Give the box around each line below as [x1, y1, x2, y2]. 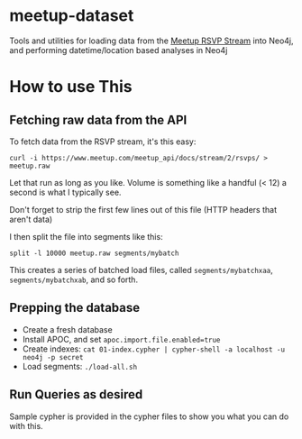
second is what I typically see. [9, 187, 122, 197]
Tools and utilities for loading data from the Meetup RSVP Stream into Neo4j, [9, 35, 295, 46]
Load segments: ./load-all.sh [22, 361, 138, 371]
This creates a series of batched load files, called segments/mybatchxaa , [9, 264, 273, 275]
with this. [9, 420, 43, 431]
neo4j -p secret [22, 352, 84, 361]
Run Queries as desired [9, 387, 143, 402]
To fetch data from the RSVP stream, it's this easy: [9, 136, 197, 147]
